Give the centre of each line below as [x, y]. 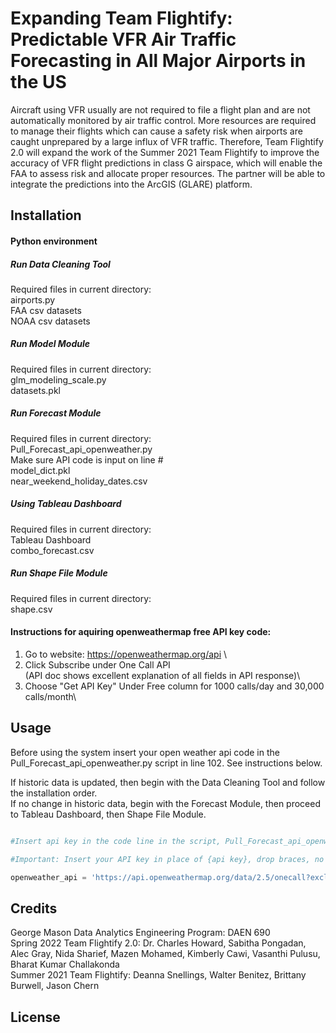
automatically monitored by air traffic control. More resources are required [163, 120]
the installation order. [54, 793]
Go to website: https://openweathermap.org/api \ [126, 654]
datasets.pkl [36, 390]
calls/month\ [50, 696]
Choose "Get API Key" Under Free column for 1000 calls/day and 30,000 [174, 686]
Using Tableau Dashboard [66, 504]
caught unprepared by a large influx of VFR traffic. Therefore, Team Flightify [167, 141]
